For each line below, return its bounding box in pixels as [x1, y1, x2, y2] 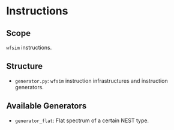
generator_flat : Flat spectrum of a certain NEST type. [14, 117, 149, 124]
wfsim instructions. [6, 44, 52, 51]
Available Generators [6, 101, 87, 111]
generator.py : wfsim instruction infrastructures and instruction [14, 77, 168, 84]
